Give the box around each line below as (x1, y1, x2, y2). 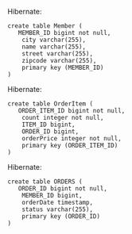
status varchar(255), (21, 205, 93, 213)
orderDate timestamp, (21, 198, 93, 206)
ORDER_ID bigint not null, (17, 185, 108, 193)
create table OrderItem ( (7, 100, 93, 108)
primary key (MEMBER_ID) (21, 63, 104, 71)
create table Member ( (7, 22, 83, 30)
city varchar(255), (21, 36, 87, 44)
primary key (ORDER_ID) (21, 213, 101, 221)
